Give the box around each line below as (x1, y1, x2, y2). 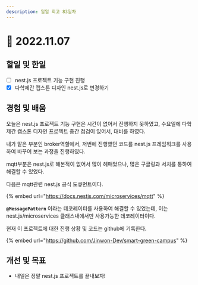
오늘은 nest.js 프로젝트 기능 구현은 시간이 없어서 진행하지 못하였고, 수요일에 (6, 120, 181, 127)
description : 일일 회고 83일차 (6, 8, 76, 15)
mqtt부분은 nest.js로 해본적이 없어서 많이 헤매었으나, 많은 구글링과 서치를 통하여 (6, 160, 192, 168)
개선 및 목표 (6, 255, 46, 265)
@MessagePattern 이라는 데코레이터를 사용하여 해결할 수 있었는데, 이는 (6, 205, 168, 212)
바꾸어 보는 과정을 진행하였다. (17, 147, 86, 155)
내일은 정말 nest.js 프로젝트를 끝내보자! (14, 272, 106, 280)
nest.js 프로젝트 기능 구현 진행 (14, 76, 85, 83)
